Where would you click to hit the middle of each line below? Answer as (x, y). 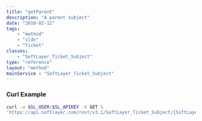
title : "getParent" (31, 12)
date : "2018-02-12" (31, 23)
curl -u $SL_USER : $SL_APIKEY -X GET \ (55, 107)
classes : (17, 51)
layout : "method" (28, 68)
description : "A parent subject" (48, 17)
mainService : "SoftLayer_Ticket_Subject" (60, 73)
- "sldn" (28, 40)
